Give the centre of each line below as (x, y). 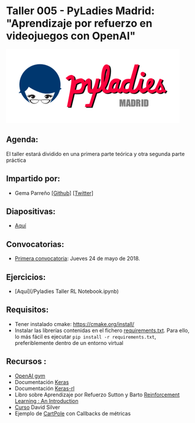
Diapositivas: (31, 211)
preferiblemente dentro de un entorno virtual (69, 343)
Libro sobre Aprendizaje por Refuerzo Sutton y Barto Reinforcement (97, 395)
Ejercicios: (26, 277)
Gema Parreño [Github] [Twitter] (54, 193)
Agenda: (22, 140)
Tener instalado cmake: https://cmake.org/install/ (74, 324)
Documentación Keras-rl (45, 388)
